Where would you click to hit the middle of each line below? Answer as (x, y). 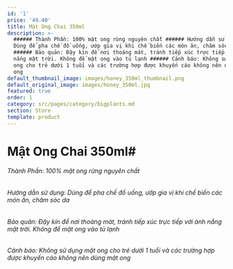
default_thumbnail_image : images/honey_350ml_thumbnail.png (96, 78)
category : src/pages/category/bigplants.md (71, 104)
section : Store (29, 111)
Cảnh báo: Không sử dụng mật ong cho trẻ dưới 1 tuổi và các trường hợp (111, 250)
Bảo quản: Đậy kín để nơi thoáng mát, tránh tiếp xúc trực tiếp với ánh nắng (114, 221)
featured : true (29, 91)
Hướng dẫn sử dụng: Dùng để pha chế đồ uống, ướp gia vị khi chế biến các (115, 193)
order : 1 (20, 98)
